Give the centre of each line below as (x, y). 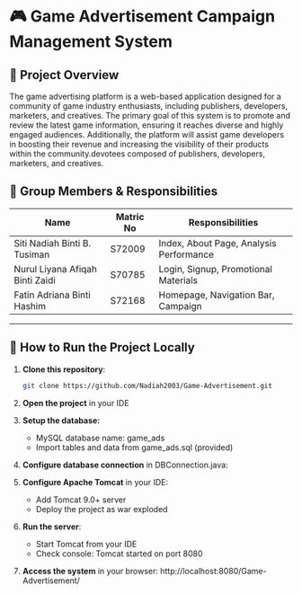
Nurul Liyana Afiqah (55, 269)
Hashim (30, 306)
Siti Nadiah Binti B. (53, 243)
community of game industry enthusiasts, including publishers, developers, (149, 106)
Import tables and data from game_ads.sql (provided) (134, 447)
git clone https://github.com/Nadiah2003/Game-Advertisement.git (147, 386)
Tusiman (32, 254)
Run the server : (52, 527)
